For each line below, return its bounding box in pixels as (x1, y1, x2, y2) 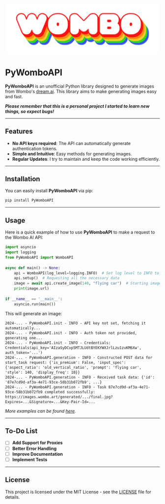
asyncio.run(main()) (14, 301, 56, 306)
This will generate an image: (5, 310, 62, 316)
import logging (5, 250, 36, 255)
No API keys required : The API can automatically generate (12, 140, 131, 146)
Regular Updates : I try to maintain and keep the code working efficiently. (12, 156, 160, 162)
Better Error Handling (12, 445, 57, 451)
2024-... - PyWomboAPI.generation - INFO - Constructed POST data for (5, 355, 153, 360)
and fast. (5, 93, 23, 99)
